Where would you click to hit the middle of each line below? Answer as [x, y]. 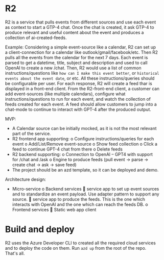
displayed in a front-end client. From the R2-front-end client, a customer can [82, 88]
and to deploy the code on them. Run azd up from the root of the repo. [76, 248]
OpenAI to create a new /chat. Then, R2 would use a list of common [73, 68]
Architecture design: [26, 179]
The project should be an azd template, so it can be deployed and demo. [85, 170]
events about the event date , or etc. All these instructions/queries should [80, 78]
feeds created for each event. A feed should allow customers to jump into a [81, 104]
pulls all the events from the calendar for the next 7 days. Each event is [77, 57]
